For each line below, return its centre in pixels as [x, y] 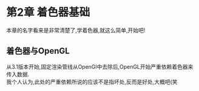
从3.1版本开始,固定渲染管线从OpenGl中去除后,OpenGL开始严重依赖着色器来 [100, 66]
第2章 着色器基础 [48, 12]
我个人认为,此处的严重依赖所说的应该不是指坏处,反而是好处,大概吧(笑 [92, 81]
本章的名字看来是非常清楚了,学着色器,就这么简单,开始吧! [76, 30]
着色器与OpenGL [38, 51]
